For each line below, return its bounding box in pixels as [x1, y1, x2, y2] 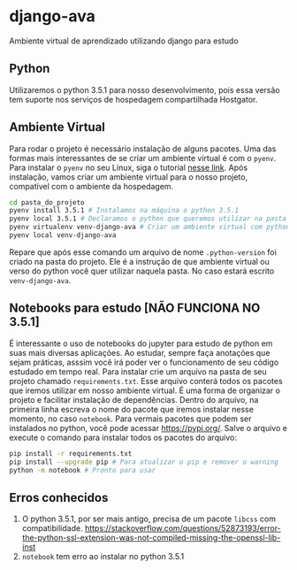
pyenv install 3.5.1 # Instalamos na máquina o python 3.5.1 [9, 206, 240, 215]
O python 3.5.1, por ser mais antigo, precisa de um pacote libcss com [21, 513, 277, 524]
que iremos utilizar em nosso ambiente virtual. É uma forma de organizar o [9, 385, 281, 396]
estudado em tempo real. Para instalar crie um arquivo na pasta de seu [9, 366, 267, 377]
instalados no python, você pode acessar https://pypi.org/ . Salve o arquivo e [9, 422, 287, 433]
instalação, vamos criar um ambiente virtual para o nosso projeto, [9, 171, 248, 182]
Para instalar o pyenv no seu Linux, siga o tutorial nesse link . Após [9, 162, 248, 173]
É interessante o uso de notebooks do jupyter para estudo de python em [9, 338, 273, 349]
